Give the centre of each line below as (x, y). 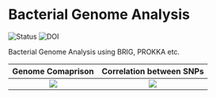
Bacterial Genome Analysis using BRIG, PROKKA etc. (94, 51)
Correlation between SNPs (153, 71)
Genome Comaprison (53, 71)
